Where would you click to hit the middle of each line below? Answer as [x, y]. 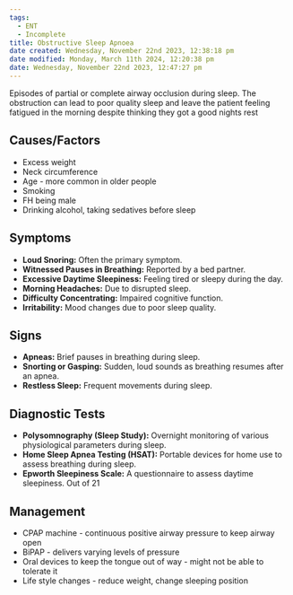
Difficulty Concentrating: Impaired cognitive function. [123, 298]
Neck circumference [60, 171]
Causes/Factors [55, 140]
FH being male [49, 200]
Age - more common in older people [89, 181]
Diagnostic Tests [57, 414]
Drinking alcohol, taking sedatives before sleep [109, 210]
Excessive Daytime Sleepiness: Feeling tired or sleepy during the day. [153, 278]
